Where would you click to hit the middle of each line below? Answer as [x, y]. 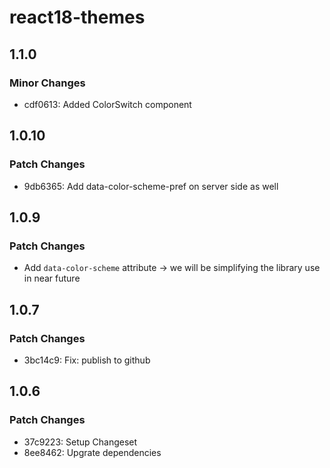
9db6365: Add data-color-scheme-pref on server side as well [151, 186]
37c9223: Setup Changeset [80, 442]
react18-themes [77, 17]
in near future [52, 278]
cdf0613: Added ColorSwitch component [107, 104]
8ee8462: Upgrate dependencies [92, 452]
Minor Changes [47, 83]
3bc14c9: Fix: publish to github [87, 360]
